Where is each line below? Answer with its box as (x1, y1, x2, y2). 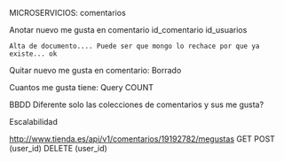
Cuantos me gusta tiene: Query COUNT (9, 82, 154, 92)
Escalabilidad (9, 117, 58, 127)
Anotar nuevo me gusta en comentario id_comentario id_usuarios (9, 25, 248, 35)
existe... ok (9, 50, 58, 58)
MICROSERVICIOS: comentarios (9, 8, 126, 18)
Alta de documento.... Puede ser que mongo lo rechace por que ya (9, 42, 260, 50)
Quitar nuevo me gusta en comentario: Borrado (9, 66, 182, 75)
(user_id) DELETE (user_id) (9, 143, 108, 153)
